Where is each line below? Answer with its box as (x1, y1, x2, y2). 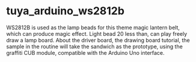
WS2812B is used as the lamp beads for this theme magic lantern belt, (6, 24, 180, 31)
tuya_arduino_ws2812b (6, 4, 125, 18)
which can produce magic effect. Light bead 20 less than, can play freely (6, 30, 188, 37)
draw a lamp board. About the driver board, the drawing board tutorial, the (6, 36, 191, 44)
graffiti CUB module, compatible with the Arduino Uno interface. (6, 49, 165, 56)
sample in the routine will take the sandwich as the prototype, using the (6, 43, 183, 50)
